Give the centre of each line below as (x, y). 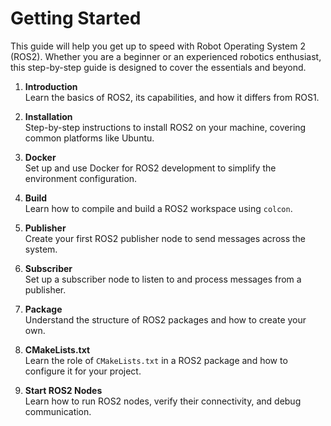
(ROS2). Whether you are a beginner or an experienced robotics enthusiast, (166, 56)
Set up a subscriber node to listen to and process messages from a (163, 279)
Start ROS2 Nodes (63, 390)
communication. (58, 411)
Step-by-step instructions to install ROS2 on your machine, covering (165, 127)
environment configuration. (81, 178)
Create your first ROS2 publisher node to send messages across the (165, 238)
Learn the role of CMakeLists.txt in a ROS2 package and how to (156, 360)
